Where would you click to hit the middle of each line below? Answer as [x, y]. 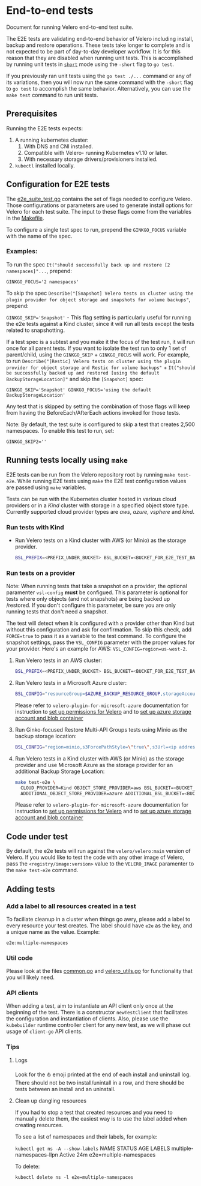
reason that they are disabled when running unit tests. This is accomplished [100, 58]
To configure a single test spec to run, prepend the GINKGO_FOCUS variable [97, 229]
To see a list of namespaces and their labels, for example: [86, 1136]
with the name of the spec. [39, 236]
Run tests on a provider [41, 573]
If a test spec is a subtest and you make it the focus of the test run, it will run [100, 342]
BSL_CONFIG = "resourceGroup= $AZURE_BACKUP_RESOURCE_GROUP [88, 694]
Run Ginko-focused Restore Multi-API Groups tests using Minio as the [101, 729]
